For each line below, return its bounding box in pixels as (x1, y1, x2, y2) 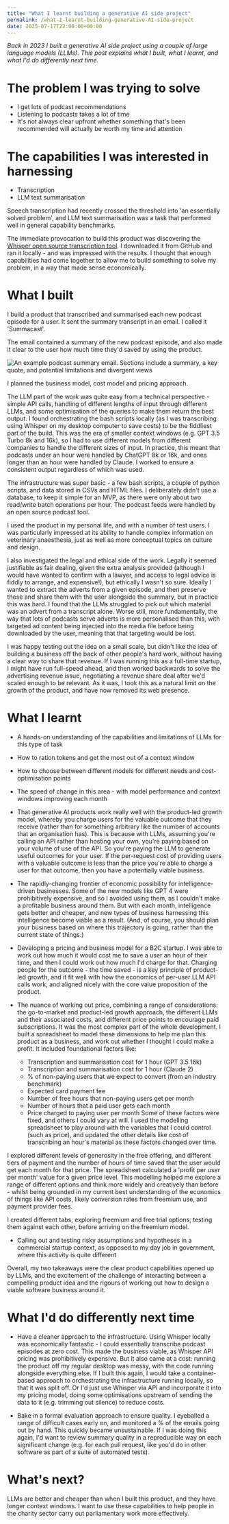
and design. (7, 543, 41, 551)
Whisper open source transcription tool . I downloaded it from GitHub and (7, 241, 213, 250)
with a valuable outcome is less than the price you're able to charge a (16, 859, 213, 868)
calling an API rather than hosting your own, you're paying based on (16, 837, 208, 846)
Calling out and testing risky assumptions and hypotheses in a (16, 1236, 192, 1245)
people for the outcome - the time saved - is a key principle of (16, 966, 192, 974)
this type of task (16, 740, 63, 748)
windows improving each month (16, 795, 108, 803)
